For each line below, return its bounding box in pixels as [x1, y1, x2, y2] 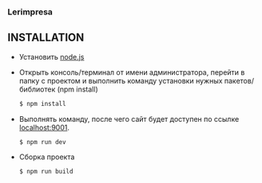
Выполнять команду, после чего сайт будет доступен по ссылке [18, 114, 240, 123]
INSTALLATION [7, 31, 85, 45]
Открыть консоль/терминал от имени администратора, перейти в [18, 67, 245, 77]
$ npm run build [18, 168, 73, 176]
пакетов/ [224, 76, 255, 85]
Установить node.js [18, 52, 85, 61]
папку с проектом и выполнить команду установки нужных [18, 76, 223, 85]
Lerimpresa [7, 6, 54, 18]
